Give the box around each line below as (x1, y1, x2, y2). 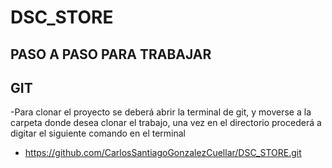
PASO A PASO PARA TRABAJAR (10, 46, 212, 63)
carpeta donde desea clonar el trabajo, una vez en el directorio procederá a (10, 117, 322, 129)
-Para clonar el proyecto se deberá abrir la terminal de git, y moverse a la (10, 106, 312, 118)
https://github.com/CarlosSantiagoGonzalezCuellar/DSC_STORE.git (24, 147, 302, 159)
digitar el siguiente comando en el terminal (10, 127, 186, 140)
